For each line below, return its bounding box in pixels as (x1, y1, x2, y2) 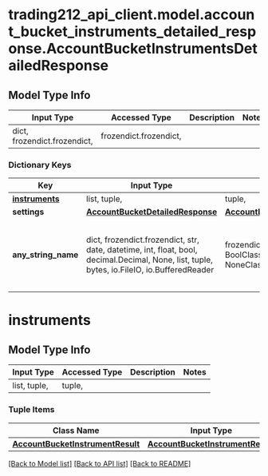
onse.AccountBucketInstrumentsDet (8, 40, 258, 58)
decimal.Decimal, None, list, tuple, (86, 254, 214, 265)
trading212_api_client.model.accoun (8, 6, 255, 24)
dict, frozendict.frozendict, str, (86, 234, 199, 245)
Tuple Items (8, 404, 55, 415)
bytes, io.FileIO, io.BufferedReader (86, 264, 215, 276)
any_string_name (12, 249, 79, 260)
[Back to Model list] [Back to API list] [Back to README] (8, 458, 191, 468)
